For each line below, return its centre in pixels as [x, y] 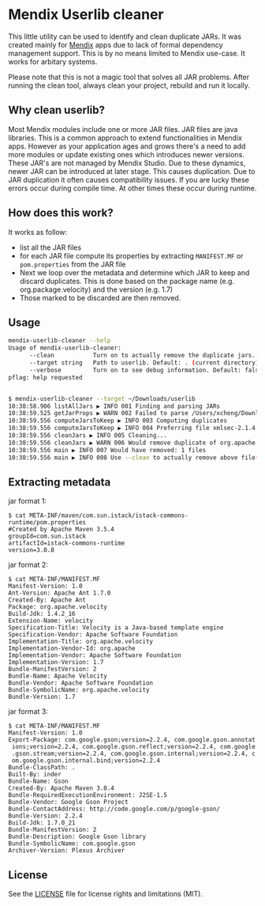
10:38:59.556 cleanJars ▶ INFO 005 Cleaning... [88, 436]
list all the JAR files [50, 247]
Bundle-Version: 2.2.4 [45, 816]
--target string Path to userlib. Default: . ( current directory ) [144, 363]
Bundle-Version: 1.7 [42, 697]
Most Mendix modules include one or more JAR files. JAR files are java [123, 129]
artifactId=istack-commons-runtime [67, 543]
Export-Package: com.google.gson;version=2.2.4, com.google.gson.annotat [132, 740]
